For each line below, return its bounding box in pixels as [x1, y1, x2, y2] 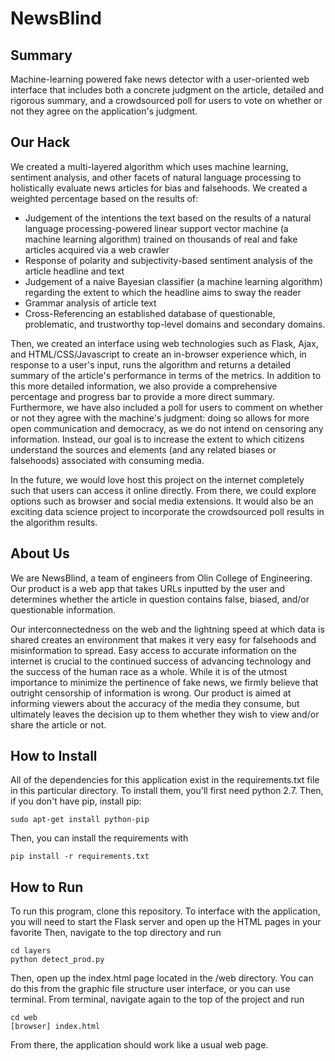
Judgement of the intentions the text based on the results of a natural [24, 212, 312, 224]
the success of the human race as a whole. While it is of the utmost [10, 665, 288, 677]
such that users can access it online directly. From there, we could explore [10, 484, 317, 496]
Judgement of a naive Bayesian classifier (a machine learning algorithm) [24, 275, 323, 287]
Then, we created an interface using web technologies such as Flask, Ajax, [10, 337, 319, 349]
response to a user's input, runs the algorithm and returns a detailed [10, 358, 292, 371]
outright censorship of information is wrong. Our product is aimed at [10, 687, 292, 699]
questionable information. [10, 603, 117, 616]
